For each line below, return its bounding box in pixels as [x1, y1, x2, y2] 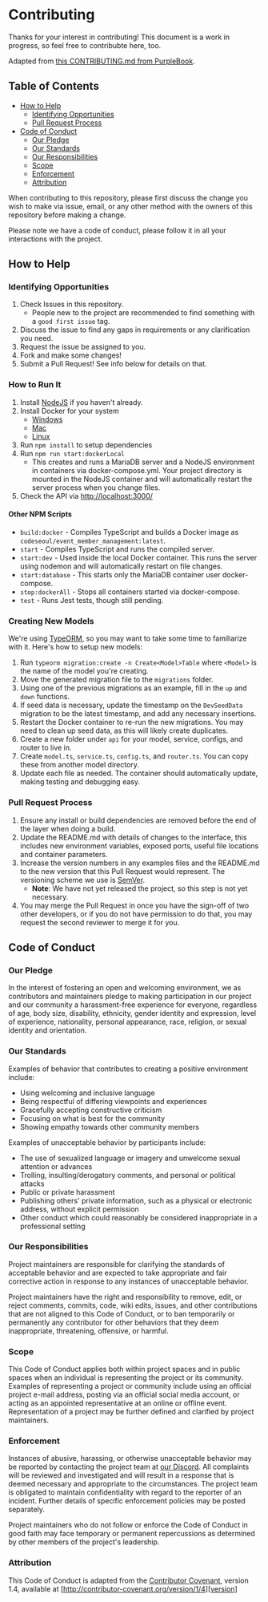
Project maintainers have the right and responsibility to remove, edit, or [8, 1292, 242, 1301]
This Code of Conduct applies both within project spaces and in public [8, 1365, 241, 1374]
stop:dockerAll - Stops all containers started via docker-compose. [19, 587, 240, 597]
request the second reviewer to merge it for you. [19, 917, 180, 927]
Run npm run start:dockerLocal [19, 448, 126, 458]
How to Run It [8, 379, 62, 390]
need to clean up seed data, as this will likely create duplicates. [19, 726, 229, 735]
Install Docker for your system [19, 406, 120, 415]
